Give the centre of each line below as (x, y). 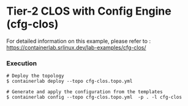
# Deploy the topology (35, 76)
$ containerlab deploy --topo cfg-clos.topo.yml (70, 81)
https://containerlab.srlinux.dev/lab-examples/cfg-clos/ (76, 48)
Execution (22, 63)
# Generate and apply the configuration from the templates (85, 92)
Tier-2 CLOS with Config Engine (89, 11)
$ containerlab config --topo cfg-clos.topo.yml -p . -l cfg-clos (94, 97)
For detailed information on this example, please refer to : (79, 41)
